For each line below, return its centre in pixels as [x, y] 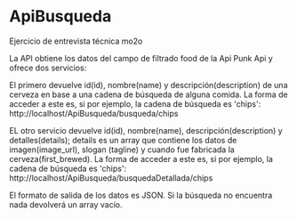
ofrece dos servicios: [48, 68]
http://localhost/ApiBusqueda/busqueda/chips [94, 113]
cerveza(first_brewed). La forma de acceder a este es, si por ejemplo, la [141, 158]
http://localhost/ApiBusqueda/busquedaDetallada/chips [111, 178]
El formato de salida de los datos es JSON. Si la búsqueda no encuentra [141, 195]
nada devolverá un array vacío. [66, 204]
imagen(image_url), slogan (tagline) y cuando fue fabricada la [122, 150]
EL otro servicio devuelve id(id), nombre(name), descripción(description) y [146, 130]
